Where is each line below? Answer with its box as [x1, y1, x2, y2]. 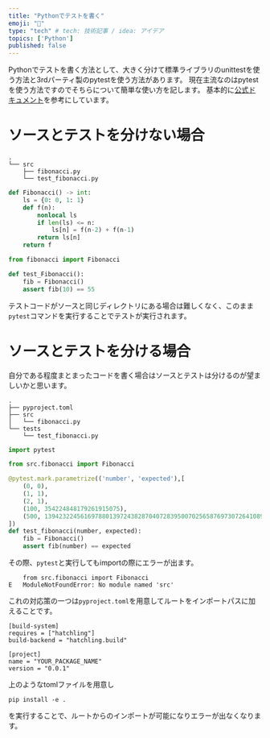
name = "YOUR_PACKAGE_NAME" [8, 657, 103, 665]
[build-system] [8, 622, 59, 630]
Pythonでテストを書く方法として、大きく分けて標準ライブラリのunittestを [8, 65, 253, 75]
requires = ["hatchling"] [8, 629, 95, 637]
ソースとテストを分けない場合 [8, 126, 205, 145]
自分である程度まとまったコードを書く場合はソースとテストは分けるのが [8, 370, 247, 379]
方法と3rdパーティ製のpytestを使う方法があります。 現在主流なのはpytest [14, 75, 259, 85]
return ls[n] [37, 234, 81, 242]
